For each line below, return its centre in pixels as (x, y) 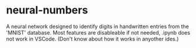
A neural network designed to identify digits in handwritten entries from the (97, 26)
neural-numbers (47, 10)
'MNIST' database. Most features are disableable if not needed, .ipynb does (98, 32)
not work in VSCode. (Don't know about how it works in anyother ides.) (92, 39)
